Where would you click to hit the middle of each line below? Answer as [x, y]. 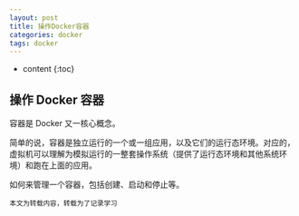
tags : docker [34, 43]
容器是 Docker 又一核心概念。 [65, 123]
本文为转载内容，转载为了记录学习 [63, 204]
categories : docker [46, 34]
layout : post [34, 18]
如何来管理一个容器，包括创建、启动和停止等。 [96, 185]
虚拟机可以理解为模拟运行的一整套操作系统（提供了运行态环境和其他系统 [144, 154]
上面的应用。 [72, 165]
